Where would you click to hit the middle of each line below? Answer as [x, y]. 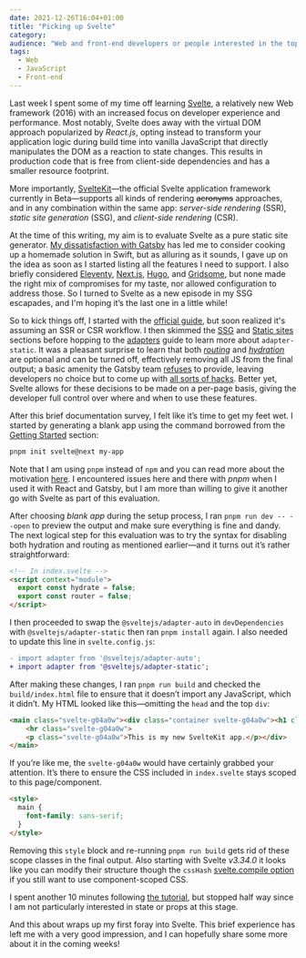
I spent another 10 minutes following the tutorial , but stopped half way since [152, 897]
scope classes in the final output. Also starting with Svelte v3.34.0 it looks [148, 860]
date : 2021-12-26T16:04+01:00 [67, 18]
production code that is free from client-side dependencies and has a [140, 161]
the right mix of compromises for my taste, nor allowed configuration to [143, 283]
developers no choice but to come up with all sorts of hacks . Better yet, [143, 378]
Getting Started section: [54, 434]
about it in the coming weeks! [65, 943]
